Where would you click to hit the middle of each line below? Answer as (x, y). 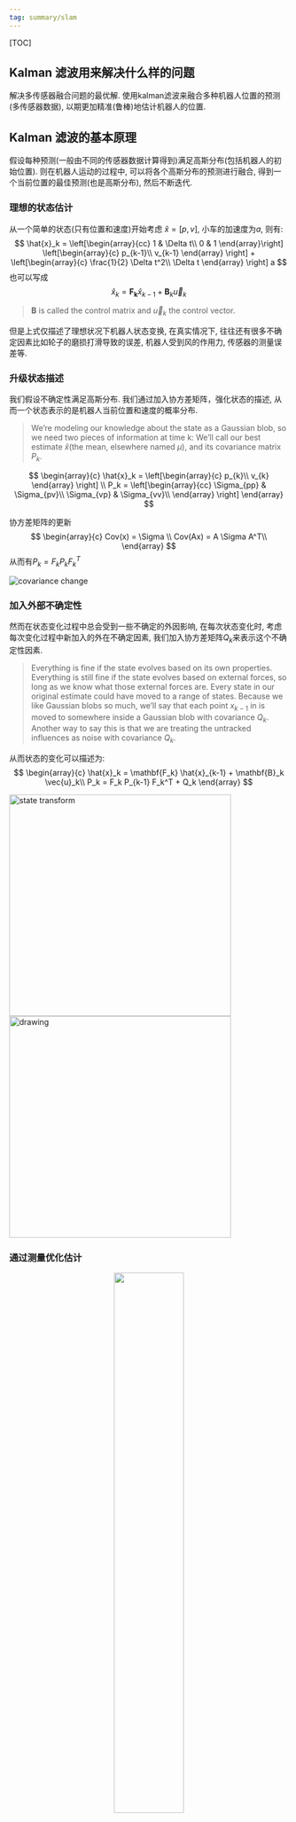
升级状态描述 (37, 379)
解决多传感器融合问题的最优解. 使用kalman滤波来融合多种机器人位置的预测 (145, 96)
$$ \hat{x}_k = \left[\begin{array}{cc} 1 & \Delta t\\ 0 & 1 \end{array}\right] (149, 243)
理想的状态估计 (41, 207)
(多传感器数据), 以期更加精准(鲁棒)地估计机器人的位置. (108, 106)
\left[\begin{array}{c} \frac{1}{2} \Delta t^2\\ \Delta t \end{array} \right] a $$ (149, 262)
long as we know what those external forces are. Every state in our (152, 686)
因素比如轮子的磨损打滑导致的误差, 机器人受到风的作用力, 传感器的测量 (145, 342)
